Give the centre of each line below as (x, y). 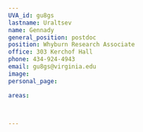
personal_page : (33, 81)
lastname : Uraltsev (40, 23)
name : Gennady (31, 30)
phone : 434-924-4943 (42, 60)
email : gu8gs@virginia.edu (52, 67)
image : (19, 74)
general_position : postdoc (52, 37)
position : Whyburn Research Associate (71, 45)
